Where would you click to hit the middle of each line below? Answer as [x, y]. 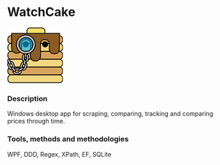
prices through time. [36, 121]
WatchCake [41, 12]
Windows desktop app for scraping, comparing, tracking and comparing [110, 114]
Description [27, 98]
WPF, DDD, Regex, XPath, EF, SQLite [59, 154]
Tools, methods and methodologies [68, 139]
